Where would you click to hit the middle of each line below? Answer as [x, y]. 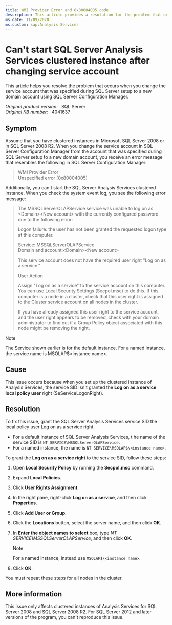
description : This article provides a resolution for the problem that [83, 15]
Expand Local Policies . [37, 477]
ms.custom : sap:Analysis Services [42, 24]
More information [34, 594]
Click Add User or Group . [39, 513]
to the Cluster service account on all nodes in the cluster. [78, 302]
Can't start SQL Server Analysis [74, 50]
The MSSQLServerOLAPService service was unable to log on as [85, 209]
